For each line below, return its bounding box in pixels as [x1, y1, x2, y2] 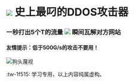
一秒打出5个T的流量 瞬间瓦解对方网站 [6, 28, 121, 36]
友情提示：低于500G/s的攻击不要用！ [6, 44, 99, 51]
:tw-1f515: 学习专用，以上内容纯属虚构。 [6, 71, 105, 78]
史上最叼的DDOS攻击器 [14, 5, 128, 19]
